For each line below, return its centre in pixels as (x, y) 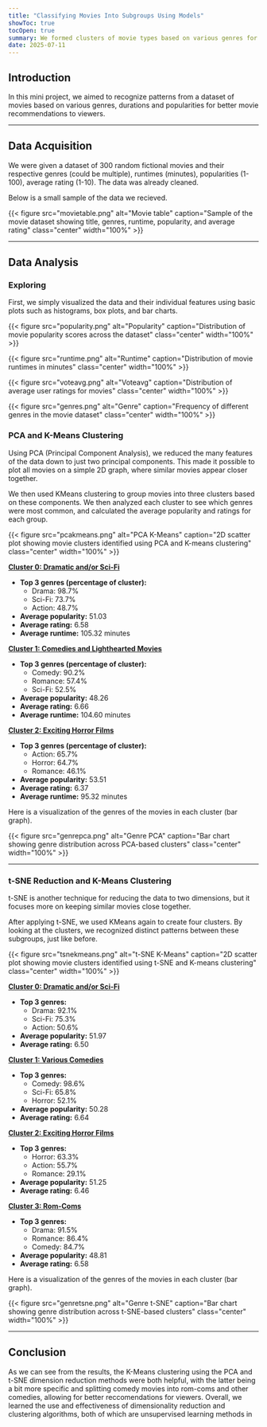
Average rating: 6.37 (54, 788)
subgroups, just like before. (53, 939)
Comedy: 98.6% (58, 1084)
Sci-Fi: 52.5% (54, 689)
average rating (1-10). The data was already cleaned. (112, 182)
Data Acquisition (50, 146)
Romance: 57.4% (59, 681)
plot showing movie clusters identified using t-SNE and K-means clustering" (132, 963)
